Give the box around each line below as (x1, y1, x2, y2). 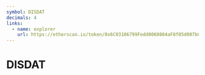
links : (6, 20, 23, 26)
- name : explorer (12, 26, 56, 32)
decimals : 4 (6, 15, 37, 21)
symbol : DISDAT (6, 9, 45, 15)
